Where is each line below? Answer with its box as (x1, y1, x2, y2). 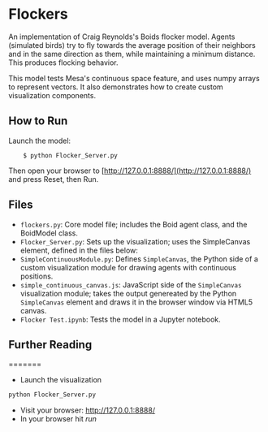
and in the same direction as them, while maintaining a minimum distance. (8, 49, 256, 58)
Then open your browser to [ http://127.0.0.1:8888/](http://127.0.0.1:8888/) (8, 166, 252, 175)
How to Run (8, 114, 68, 128)
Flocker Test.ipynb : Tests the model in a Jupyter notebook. (19, 314, 221, 324)
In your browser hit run (19, 414, 97, 424)
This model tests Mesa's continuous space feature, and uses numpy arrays (8, 73, 260, 83)
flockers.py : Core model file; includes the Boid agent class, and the (19, 219, 248, 229)
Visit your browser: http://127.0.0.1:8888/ (19, 405, 156, 415)
